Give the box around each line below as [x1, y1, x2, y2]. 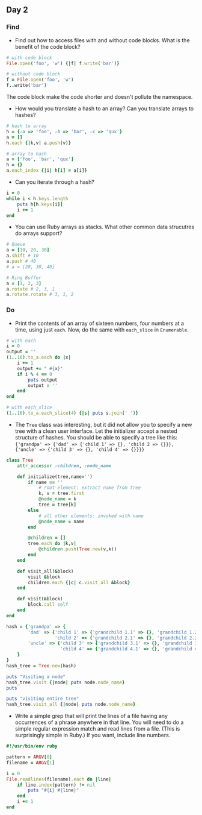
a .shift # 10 [6, 253, 39, 259]
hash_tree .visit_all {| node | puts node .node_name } [6, 702, 136, 708]
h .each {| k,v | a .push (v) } [6, 140, 71, 146]
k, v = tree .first [38, 491, 85, 497]
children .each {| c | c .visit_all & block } [28, 579, 130, 585]
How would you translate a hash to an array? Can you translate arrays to [14, 105, 194, 112]
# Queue [6, 241, 26, 248]
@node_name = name [38, 518, 85, 524]
